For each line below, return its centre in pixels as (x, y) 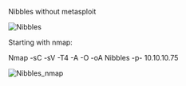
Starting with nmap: (41, 42)
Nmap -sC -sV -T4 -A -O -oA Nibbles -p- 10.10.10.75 (93, 58)
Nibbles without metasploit (52, 12)
